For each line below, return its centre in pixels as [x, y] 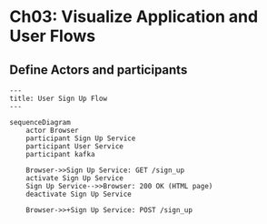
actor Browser [52, 130]
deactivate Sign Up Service [79, 194]
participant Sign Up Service [81, 138]
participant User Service [75, 147]
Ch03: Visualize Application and [134, 17]
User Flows [53, 36]
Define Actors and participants [99, 70]
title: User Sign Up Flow [58, 98]
